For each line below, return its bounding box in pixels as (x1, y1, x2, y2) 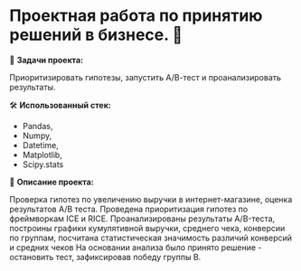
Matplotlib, (22, 149, 63, 160)
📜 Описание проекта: (9, 176, 95, 187)
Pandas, (22, 120, 53, 131)
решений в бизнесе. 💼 (9, 24, 183, 45)
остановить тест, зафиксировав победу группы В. (9, 251, 202, 262)
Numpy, (22, 130, 52, 141)
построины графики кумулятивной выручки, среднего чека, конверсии (9, 222, 286, 233)
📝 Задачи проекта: (9, 54, 84, 65)
